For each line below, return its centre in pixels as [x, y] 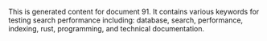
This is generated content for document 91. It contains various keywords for [134, 12]
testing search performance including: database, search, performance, [126, 20]
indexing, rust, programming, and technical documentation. [107, 29]
